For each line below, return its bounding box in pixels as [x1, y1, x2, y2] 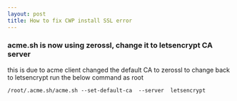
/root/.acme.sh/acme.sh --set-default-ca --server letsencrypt [7, 87, 206, 94]
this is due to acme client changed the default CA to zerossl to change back [7, 65, 231, 74]
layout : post [7, 10, 46, 18]
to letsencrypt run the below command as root [7, 73, 144, 82]
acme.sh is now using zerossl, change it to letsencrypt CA [7, 41, 213, 51]
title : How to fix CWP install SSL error [7, 17, 133, 24]
